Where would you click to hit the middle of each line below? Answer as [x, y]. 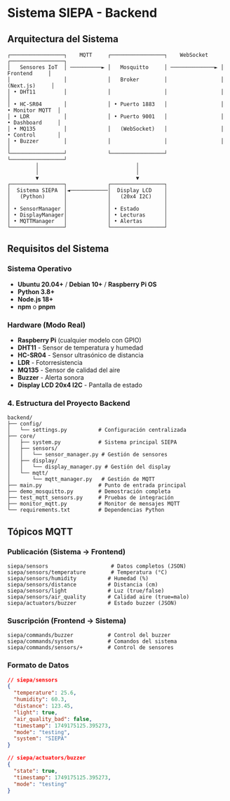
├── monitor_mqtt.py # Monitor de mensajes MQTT [94, 504]
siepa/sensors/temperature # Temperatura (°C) [88, 572]
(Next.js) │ [31, 86]
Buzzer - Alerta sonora [50, 377]
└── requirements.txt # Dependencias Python [86, 510]
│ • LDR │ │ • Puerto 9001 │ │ [116, 117]
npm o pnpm [36, 307]
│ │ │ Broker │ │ [116, 79]
